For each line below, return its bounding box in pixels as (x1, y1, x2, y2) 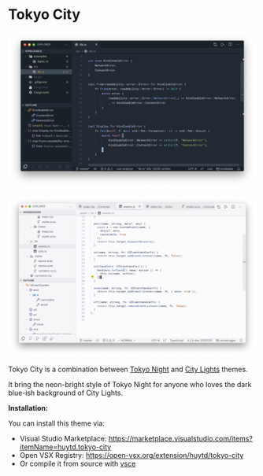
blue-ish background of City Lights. (8, 388, 124, 398)
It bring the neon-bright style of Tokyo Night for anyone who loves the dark (8, 380, 252, 389)
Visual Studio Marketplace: (19, 434, 107, 444)
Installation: (8, 404, 49, 413)
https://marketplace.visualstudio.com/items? (108, 434, 254, 444)
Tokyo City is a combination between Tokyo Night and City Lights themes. (8, 364, 248, 375)
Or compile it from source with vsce (19, 459, 136, 469)
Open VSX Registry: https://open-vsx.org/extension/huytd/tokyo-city (19, 451, 244, 460)
